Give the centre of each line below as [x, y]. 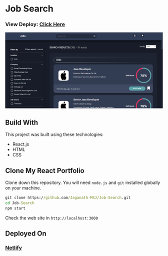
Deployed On [26, 233]
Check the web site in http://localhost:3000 [52, 217]
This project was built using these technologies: [54, 134]
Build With [22, 122]
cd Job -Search [20, 203]
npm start [15, 208]
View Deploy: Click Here [35, 24]
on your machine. [23, 187]
